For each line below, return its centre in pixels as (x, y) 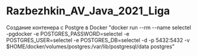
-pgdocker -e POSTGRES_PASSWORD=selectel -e (68, 33)
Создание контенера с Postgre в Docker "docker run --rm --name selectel (99, 27)
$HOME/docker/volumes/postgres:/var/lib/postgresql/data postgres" (90, 46)
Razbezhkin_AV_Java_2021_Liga (88, 11)
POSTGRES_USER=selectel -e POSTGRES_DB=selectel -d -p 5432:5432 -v (98, 40)
